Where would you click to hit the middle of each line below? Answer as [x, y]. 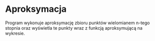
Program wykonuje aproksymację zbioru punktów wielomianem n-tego [77, 23]
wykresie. [15, 33]
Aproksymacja [36, 9]
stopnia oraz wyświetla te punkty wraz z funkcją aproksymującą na [74, 28]
